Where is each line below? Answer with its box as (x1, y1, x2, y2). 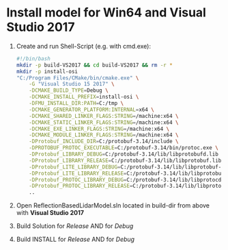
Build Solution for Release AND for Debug (16, 222, 134, 230)
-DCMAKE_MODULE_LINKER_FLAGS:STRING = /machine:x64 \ (29, 132, 179, 138)
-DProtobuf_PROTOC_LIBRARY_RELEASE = (29, 183, 133, 190)
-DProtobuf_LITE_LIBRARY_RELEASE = (29, 170, 127, 177)
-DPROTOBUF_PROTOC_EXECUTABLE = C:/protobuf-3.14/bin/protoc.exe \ (29, 145, 219, 151)
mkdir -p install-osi (16, 68, 78, 75)
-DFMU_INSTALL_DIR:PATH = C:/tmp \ (29, 100, 124, 107)
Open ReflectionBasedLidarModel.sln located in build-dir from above (16, 201, 210, 210)
